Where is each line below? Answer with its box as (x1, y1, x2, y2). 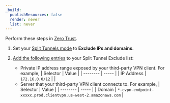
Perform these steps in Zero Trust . (5, 36, 77, 42)
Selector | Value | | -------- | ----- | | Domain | (20, 87, 117, 93)
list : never (10, 21, 36, 27)
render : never (10, 17, 40, 22)
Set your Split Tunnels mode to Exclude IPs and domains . (12, 45, 134, 51)
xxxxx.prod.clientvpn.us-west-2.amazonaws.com (20, 93, 121, 98)
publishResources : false (10, 12, 63, 17)
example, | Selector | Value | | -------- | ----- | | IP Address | (20, 71, 147, 77)
